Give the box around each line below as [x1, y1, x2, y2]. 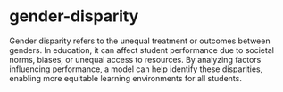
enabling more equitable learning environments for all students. [9, 73, 243, 83]
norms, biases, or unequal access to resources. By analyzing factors [9, 54, 262, 65]
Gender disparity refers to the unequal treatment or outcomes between [9, 35, 271, 46]
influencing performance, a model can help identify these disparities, [9, 64, 263, 74]
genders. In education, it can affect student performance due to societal [9, 44, 275, 55]
